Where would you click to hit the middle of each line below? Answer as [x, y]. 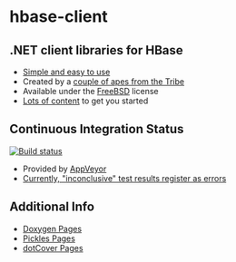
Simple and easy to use [66, 72]
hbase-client [59, 17]
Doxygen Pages [52, 228]
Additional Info [52, 207]
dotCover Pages [53, 247]
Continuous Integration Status [97, 129]
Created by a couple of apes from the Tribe [103, 82]
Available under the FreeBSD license [90, 91]
